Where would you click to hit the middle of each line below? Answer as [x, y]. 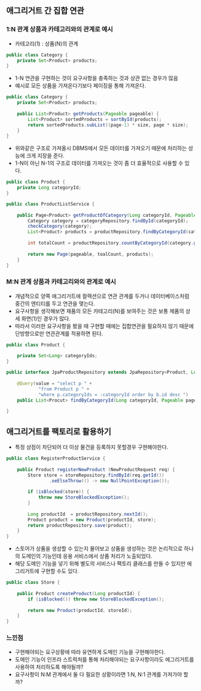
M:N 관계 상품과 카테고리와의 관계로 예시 [61, 282]
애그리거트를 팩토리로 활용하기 [59, 431]
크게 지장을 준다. [45, 156]
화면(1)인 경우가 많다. [46, 318]
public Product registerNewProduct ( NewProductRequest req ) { [96, 469]
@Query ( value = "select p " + [55, 383]
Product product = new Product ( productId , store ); [92, 520]
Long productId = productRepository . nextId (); [88, 514]
